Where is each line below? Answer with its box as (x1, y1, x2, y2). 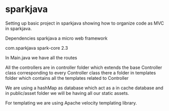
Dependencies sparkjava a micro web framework (5, 35, 108, 41)
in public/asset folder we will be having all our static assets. (5, 90, 130, 96)
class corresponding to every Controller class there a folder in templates (5, 69, 156, 76)
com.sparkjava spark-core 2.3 (5, 45, 68, 51)
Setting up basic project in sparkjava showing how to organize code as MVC (5, 20, 164, 26)
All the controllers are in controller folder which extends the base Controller (5, 64, 162, 70)
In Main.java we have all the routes (5, 54, 77, 61)
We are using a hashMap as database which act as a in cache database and (5, 84, 163, 91)
